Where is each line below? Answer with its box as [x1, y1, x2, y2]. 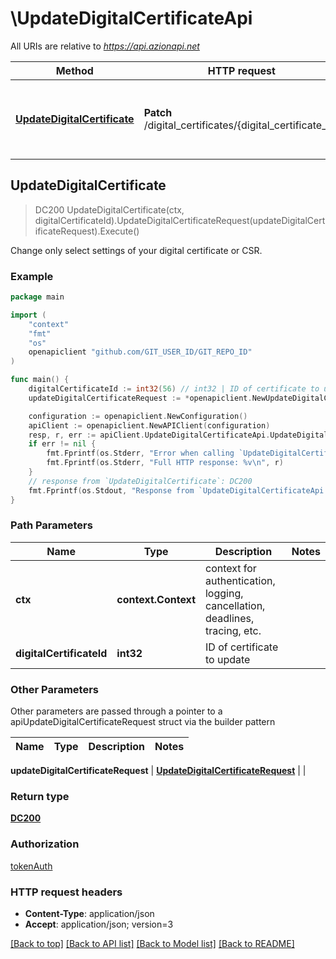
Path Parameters [10, 518, 93, 532]
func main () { [10, 375, 70, 385]
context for [204, 561, 257, 575]
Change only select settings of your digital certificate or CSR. [10, 244, 263, 256]
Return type [10, 790, 70, 804]
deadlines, [204, 611, 255, 625]
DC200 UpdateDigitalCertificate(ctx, [34, 203, 185, 216]
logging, [204, 586, 244, 600]
